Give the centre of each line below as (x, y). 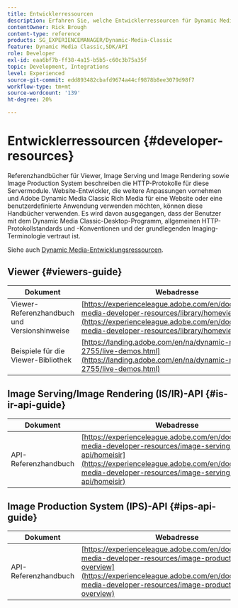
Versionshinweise (40, 331)
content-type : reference (44, 34)
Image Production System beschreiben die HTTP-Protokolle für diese (108, 183)
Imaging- (205, 228)
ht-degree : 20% (30, 100)
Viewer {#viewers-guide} (65, 272)
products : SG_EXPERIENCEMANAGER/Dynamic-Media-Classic (90, 40)
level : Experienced (36, 73)
